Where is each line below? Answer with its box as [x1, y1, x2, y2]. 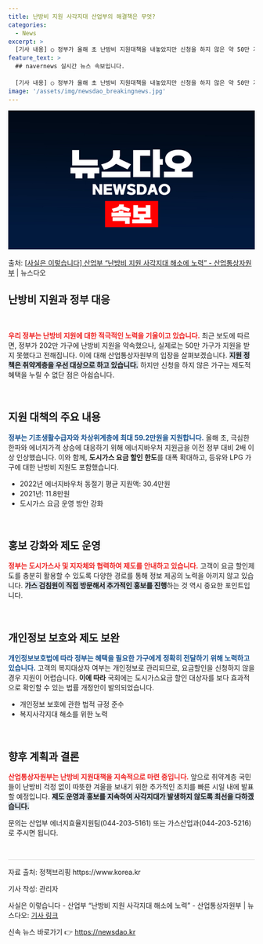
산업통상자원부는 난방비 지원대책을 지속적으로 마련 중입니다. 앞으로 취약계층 [8, 772, 237, 781]
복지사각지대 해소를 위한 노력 [19, 709, 108, 719]
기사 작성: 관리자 [8, 884, 59, 894]
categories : [8, 20, 47, 29]
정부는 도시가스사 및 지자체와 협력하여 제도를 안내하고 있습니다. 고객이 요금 [8, 562, 234, 571]
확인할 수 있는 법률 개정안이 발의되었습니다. [22, 683, 155, 693]
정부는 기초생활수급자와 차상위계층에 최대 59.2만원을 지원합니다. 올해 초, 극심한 [8, 433, 250, 442]
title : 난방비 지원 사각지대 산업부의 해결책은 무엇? [8, 13, 156, 20]
